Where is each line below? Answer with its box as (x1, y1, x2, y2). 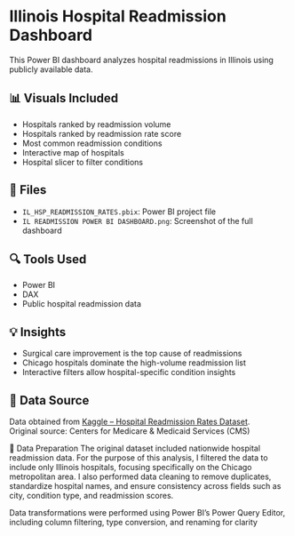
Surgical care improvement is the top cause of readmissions (21, 348, 242, 359)
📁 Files (9, 182, 47, 197)
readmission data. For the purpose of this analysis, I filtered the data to (9, 452, 268, 463)
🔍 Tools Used (9, 252, 87, 267)
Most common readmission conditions (21, 138, 163, 148)
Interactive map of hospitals (21, 147, 124, 157)
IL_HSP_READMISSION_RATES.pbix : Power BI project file (21, 206, 217, 217)
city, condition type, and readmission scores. (9, 491, 174, 500)
